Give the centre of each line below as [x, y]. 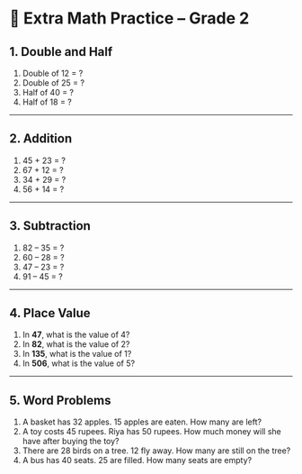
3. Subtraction [50, 226]
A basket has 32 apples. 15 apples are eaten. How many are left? [142, 422]
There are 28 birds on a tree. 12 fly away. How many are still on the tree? [156, 451]
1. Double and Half [61, 52]
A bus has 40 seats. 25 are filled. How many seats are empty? [137, 460]
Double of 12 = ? [53, 73]
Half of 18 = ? [47, 102]
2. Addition [41, 139]
